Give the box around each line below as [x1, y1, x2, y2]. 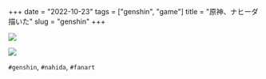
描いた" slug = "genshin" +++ [8, 17, 106, 26]
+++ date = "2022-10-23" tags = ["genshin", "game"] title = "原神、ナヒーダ [8, 7, 259, 16]
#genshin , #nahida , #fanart [8, 62, 96, 71]
